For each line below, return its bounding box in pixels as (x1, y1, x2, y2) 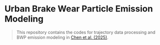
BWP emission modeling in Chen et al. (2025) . (16, 34, 109, 40)
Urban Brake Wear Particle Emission (4, 3, 153, 14)
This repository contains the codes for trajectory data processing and (16, 29, 156, 35)
